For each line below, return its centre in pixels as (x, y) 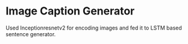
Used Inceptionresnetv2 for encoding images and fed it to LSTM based (94, 28)
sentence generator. (31, 34)
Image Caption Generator (70, 11)
